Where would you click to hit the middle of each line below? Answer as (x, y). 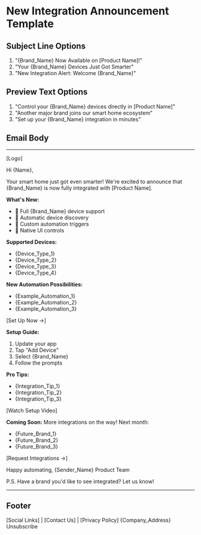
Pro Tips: (18, 374)
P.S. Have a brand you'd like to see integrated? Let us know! (80, 481)
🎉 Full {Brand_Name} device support (60, 211)
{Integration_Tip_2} (38, 392)
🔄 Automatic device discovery (52, 217)
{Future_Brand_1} (36, 434)
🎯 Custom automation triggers (52, 224)
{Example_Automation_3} (46, 309)
